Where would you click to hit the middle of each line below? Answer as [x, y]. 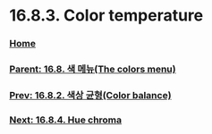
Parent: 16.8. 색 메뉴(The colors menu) [93, 70]
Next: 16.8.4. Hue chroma [66, 120]
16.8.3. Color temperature [106, 16]
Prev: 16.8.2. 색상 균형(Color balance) [90, 95]
